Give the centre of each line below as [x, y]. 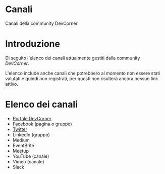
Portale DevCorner [32, 118]
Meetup [21, 151]
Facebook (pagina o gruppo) [42, 124]
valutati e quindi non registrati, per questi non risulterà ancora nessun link [82, 78]
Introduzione [33, 44]
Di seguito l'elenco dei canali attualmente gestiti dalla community [73, 58]
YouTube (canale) [31, 156]
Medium [21, 140]
